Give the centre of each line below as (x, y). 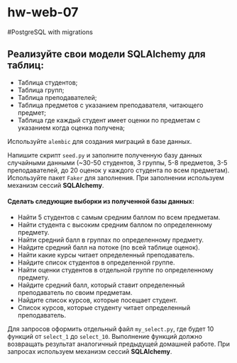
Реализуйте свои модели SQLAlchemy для (106, 54)
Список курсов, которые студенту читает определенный (104, 307)
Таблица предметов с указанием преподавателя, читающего (110, 105)
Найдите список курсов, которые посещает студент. (98, 300)
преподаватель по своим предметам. (75, 292)
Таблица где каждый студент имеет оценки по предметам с (109, 120)
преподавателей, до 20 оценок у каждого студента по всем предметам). (118, 170)
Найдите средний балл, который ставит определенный (101, 285)
